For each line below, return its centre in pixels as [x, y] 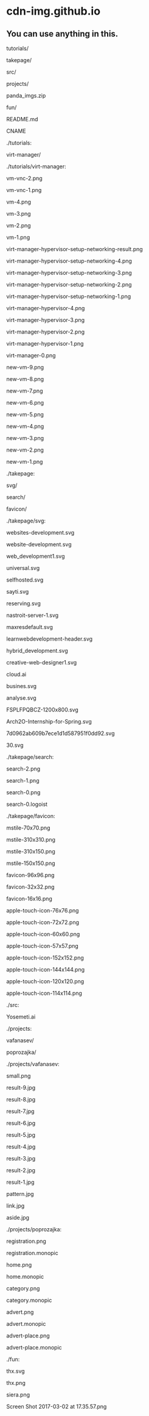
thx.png [16, 1383]
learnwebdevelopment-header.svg [50, 639]
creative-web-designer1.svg [42, 662]
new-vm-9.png [25, 367]
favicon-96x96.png [30, 875]
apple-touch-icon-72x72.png [43, 922]
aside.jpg [18, 1218]
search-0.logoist [27, 804]
